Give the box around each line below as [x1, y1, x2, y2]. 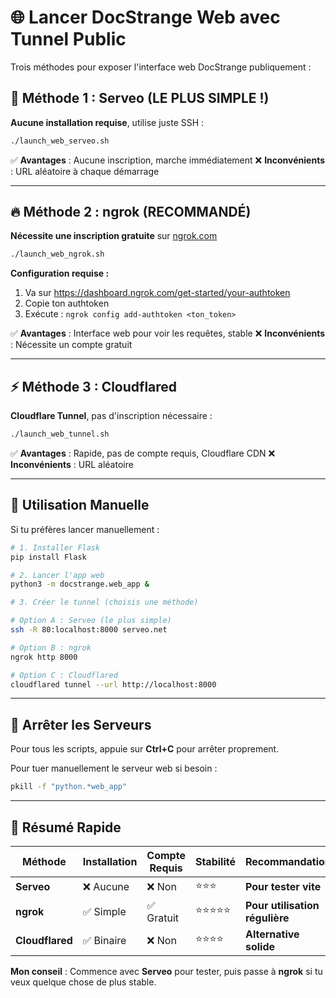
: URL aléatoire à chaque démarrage [10, 165, 160, 177]
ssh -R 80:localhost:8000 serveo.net [10, 625, 168, 635]
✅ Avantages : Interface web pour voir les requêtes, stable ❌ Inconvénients [10, 327, 326, 340]
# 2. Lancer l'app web [10, 570, 105, 580]
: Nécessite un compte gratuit [10, 339, 133, 351]
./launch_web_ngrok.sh [10, 249, 105, 260]
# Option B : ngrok [10, 642, 92, 653]
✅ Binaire [82, 933, 127, 947]
